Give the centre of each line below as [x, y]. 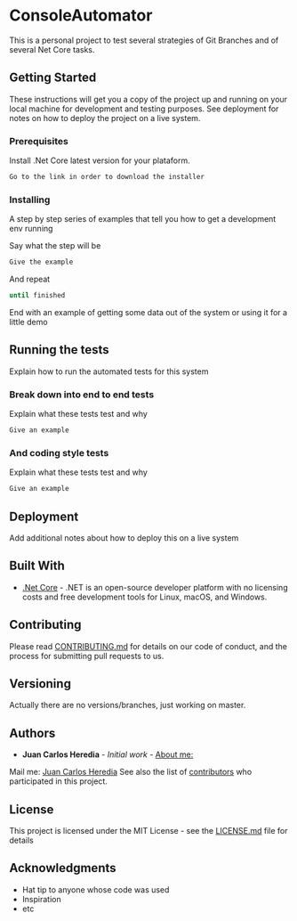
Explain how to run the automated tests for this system [109, 371]
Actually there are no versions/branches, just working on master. [128, 705]
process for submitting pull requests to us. [87, 656]
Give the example [41, 262]
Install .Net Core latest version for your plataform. [100, 160]
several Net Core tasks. [52, 49]
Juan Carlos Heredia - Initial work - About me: [108, 754]
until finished [37, 296]
